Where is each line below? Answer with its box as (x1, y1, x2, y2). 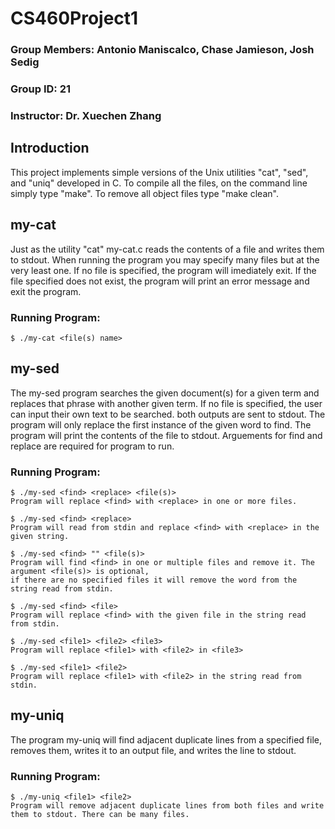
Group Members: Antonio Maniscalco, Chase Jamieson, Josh (10, 43, 315, 57)
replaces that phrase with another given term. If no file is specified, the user (10, 397, 323, 409)
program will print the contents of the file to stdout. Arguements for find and (10, 429, 323, 441)
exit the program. (10, 285, 82, 297)
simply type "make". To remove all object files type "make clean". (10, 187, 279, 199)
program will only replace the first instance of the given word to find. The (10, 418, 312, 431)
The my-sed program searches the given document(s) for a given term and (10, 387, 320, 399)
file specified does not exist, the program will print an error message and (10, 275, 310, 287)
